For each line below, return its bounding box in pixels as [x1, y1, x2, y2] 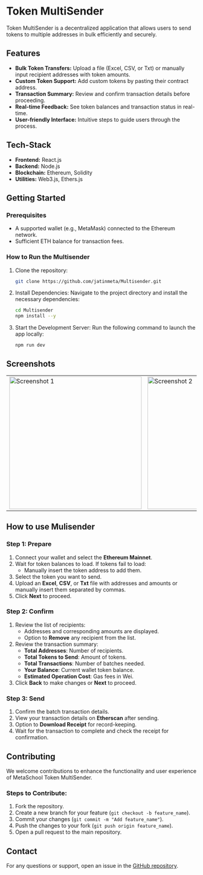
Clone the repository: [14, 267, 68, 274]
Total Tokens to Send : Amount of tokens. [24, 653, 127, 660]
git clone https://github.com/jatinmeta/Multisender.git [14, 278, 162, 284]
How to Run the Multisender [6, 253, 90, 261]
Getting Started [6, 193, 66, 203]
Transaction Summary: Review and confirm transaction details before [14, 90, 190, 98]
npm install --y [14, 313, 56, 319]
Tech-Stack [6, 140, 51, 150]
